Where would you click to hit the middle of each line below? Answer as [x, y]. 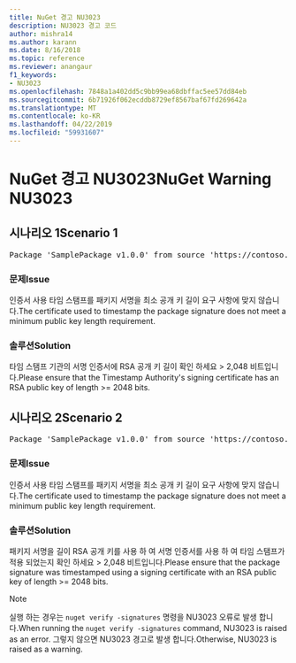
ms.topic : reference [47, 58]
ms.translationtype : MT [53, 108]
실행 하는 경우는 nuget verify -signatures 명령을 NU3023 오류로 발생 [133, 617]
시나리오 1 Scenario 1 [64, 233]
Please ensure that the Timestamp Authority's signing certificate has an [149, 378]
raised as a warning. [46, 649]
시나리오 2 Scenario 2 [66, 417]
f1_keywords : [33, 75]
